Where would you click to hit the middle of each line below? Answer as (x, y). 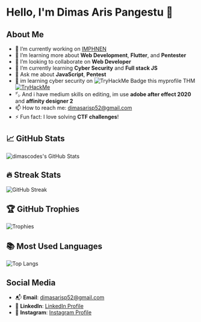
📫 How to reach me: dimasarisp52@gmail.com (73, 108)
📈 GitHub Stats (36, 138)
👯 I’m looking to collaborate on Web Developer (73, 62)
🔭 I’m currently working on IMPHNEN (61, 49)
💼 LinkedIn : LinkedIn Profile (49, 306)
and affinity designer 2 (44, 101)
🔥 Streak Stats (34, 175)
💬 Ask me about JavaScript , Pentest (60, 74)
